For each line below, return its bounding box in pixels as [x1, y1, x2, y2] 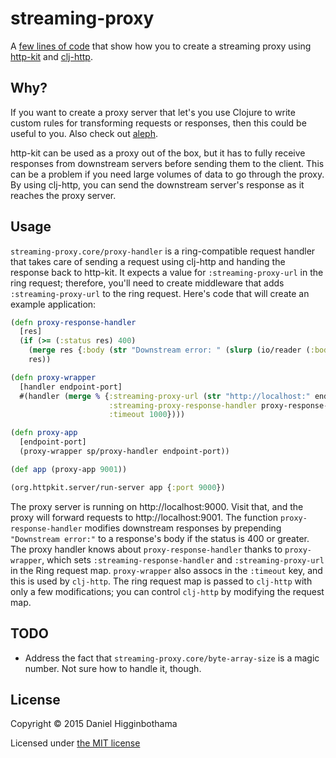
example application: [10, 298, 97, 310]
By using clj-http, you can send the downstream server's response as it [10, 178, 305, 191]
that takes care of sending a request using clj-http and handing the [10, 255, 286, 267]
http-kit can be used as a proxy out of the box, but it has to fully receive [10, 147, 306, 159]
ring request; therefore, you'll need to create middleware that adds [10, 277, 285, 289]
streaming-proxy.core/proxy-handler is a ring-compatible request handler [10, 245, 316, 257]
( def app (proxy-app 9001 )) [10, 464, 128, 474]
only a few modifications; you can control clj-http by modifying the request [10, 585, 325, 597]
